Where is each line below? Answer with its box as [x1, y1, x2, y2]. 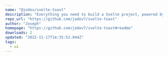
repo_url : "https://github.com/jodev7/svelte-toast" [5, 16, 117, 21]
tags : [5, 40, 16, 45]
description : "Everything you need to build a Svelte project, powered [5, 12, 157, 17]
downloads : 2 [5, 30, 32, 35]
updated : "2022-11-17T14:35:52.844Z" [5, 35, 84, 40]
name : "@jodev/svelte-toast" [5, 7, 66, 12]
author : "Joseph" [5, 21, 41, 26]
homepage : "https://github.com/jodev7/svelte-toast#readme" [5, 26, 133, 31]
